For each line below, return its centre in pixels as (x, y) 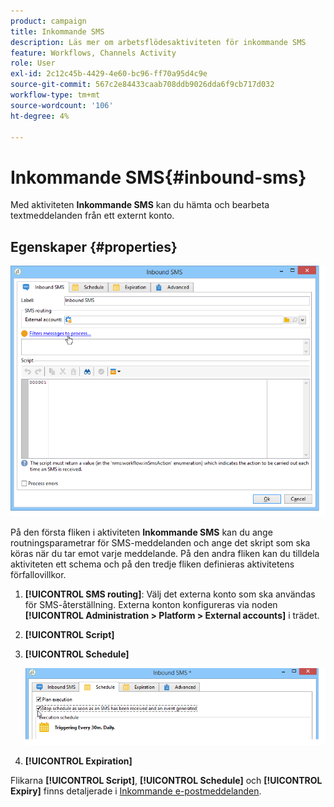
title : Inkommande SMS (57, 31)
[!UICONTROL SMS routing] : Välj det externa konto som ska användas (170, 594)
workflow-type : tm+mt (55, 95)
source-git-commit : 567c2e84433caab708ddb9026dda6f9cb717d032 (142, 85)
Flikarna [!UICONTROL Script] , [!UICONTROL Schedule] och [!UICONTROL (166, 781)
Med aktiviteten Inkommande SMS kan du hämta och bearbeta (140, 205)
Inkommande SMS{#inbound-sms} (158, 177)
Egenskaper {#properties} (94, 246)
